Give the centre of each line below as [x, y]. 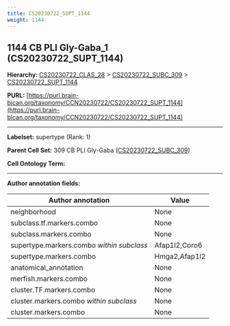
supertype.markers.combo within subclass [79, 246]
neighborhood [34, 212]
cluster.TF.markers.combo [53, 290]
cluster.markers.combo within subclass [74, 301]
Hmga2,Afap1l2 [180, 257]
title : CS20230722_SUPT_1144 [49, 13]
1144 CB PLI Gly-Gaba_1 [57, 48]
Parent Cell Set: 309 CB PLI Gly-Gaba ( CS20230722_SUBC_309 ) [99, 150]
